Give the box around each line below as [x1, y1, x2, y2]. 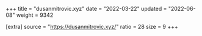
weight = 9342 [16, 11, 54, 19]
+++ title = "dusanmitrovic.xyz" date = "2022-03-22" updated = [5, 5, 167, 12]
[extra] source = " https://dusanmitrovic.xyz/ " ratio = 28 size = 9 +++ [5, 23, 178, 30]
